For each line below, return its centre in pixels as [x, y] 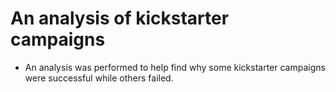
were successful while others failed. [99, 78]
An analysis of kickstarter [120, 18]
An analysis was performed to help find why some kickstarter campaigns [175, 67]
